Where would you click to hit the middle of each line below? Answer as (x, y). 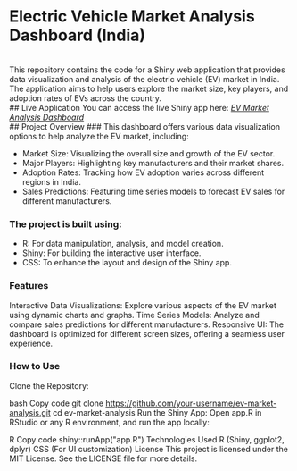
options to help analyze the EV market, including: (99, 136)
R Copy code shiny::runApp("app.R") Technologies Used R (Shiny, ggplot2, (147, 439)
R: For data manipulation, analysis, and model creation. (123, 244)
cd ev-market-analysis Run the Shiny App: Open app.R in (157, 412)
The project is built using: (66, 223)
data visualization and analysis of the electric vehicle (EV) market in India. (144, 79)
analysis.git (30, 412)
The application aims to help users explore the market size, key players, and (148, 88)
